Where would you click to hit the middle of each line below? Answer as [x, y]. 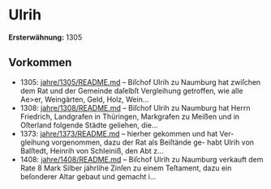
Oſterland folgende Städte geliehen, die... [89, 125]
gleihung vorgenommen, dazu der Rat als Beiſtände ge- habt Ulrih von [137, 142]
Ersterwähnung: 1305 [45, 37]
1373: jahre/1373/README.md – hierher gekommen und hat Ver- [127, 133]
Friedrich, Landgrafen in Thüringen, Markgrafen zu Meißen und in [130, 116]
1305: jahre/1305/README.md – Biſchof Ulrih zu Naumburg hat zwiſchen [140, 82]
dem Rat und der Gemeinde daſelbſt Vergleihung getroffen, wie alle [131, 90]
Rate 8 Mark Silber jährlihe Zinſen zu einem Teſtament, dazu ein [126, 168]
